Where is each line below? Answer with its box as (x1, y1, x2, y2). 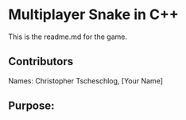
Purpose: (8, 99, 55, 113)
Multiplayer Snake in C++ (8, 6, 179, 24)
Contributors (8, 55, 74, 68)
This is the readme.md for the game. (8, 32, 127, 41)
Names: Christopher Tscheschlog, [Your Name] (8, 75, 163, 85)
